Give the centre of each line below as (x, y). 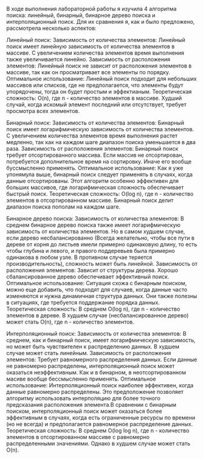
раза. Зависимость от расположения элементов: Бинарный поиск (92, 149)
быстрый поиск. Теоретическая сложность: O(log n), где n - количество (100, 194)
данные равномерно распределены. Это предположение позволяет (95, 392)
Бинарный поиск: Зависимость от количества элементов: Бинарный (95, 123)
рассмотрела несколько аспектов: (52, 28)
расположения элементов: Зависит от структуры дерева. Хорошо (92, 270)
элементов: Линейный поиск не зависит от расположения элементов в (99, 66)
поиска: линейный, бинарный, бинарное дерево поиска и (81, 15)
